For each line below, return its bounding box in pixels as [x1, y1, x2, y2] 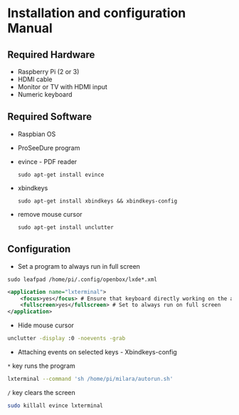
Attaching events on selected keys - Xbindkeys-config [17, 348, 178, 356]
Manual [7, 20, 53, 36]
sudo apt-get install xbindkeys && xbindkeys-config [17, 198, 178, 205]
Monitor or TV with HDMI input [17, 83, 108, 91]
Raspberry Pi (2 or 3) [17, 68, 80, 76]
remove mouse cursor [17, 210, 83, 218]
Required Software [7, 111, 92, 123]
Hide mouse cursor [17, 321, 75, 329]
